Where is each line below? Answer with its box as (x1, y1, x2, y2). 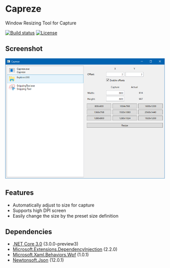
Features (5, 189, 34, 197)
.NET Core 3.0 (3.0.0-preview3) (12, 241, 78, 247)
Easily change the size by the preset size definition (12, 213, 119, 219)
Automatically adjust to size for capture (12, 202, 95, 208)
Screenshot (5, 44, 43, 53)
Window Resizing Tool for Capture (5, 20, 77, 26)
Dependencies (5, 227, 52, 236)
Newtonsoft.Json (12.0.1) (12, 257, 64, 263)
